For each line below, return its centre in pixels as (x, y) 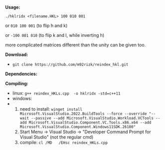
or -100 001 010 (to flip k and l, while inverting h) (55, 35)
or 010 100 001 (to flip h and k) (37, 25)
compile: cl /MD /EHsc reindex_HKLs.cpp (64, 142)
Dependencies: (21, 74)
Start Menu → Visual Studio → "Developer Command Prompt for (85, 132)
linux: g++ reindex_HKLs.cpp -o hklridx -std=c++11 (66, 93)
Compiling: (17, 83)
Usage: (13, 7)
